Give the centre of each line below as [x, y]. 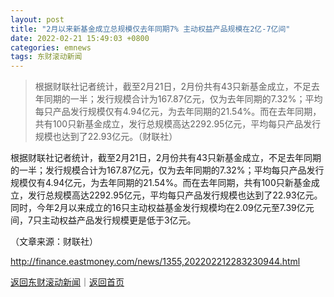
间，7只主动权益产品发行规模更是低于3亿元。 [103, 220]
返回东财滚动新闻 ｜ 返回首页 [67, 282]
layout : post [37, 19]
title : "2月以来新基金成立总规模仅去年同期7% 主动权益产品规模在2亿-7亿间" [150, 29]
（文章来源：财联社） [54, 242]
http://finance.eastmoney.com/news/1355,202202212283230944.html [155, 262]
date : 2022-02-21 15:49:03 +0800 [80, 38]
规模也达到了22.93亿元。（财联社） [106, 137]
